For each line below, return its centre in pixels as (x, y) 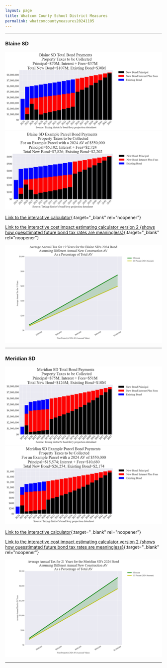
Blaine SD (17, 44)
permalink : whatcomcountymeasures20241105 (50, 21)
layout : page (19, 10)
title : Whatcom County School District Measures (56, 16)
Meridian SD (20, 358)
